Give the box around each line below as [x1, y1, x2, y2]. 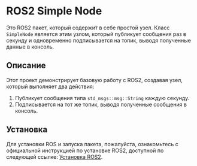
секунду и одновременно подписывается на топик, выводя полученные [6, 37, 192, 44]
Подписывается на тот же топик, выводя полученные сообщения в [14, 101, 187, 108]
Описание [6, 61, 46, 71]
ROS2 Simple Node [6, 4, 102, 18]
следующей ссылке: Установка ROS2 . [6, 153, 103, 160]
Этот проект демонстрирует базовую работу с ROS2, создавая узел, [6, 76, 183, 83]
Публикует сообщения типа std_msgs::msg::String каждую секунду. [14, 94, 190, 101]
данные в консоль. [6, 43, 54, 50]
